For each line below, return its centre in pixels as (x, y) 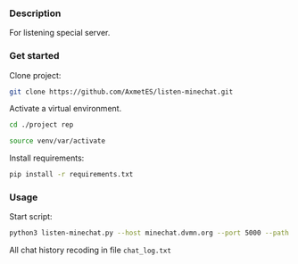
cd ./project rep (41, 125)
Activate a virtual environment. (66, 109)
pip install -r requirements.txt (71, 175)
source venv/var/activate (57, 141)
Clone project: (35, 75)
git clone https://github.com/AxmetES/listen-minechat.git (121, 92)
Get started (34, 56)
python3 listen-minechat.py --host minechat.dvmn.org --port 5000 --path (149, 233)
